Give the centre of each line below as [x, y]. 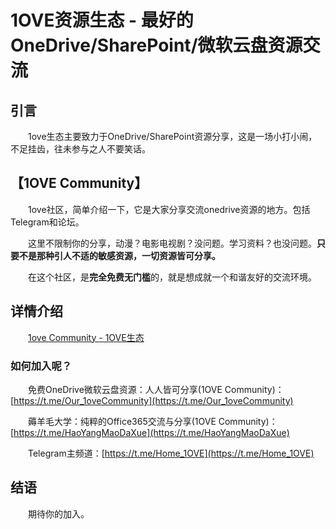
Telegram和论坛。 [47, 222]
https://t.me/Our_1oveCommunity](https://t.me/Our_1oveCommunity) [153, 400]
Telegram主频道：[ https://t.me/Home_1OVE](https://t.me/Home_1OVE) [171, 453]
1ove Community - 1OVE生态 [86, 337]
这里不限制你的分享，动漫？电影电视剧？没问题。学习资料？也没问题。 [172, 243]
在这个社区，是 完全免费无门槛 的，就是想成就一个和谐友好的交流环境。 [172, 277]
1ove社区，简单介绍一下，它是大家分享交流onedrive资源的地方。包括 [169, 209]
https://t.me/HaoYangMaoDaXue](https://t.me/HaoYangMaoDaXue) [151, 432]
